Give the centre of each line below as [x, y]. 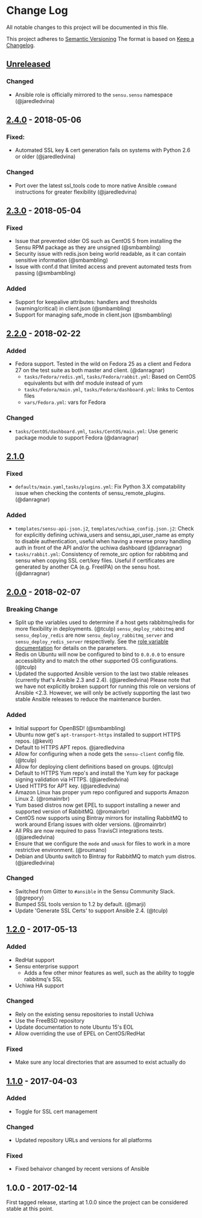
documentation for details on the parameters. [71, 648]
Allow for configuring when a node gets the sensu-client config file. [100, 754]
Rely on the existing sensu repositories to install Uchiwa [84, 1014]
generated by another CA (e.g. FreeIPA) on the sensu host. [88, 567]
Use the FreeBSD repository [50, 1020]
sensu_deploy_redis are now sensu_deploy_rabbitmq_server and [94, 635]
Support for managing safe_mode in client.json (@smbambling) [93, 315]
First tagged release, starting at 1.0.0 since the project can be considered [97, 1202]
